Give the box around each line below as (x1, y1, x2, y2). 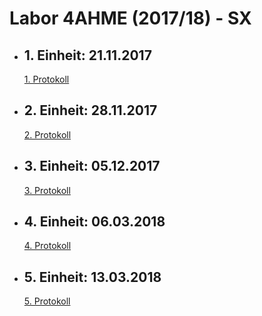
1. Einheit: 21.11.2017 (23, 47, 152, 64)
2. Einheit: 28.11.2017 (23, 102, 158, 119)
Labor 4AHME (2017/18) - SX (9, 7, 252, 30)
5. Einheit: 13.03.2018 (23, 268, 162, 286)
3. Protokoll (23, 184, 71, 196)
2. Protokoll (23, 128, 72, 141)
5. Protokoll (23, 295, 71, 307)
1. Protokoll (23, 73, 70, 85)
